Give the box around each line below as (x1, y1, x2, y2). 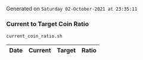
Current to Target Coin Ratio (6, 20, 89, 28)
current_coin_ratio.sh (6, 33, 63, 39)
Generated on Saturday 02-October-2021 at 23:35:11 (6, 5, 138, 12)
